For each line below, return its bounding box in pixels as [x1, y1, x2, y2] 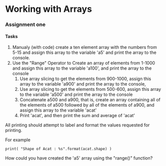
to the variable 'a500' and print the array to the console [19, 91, 133, 97]
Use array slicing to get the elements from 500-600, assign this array [19, 86, 161, 92]
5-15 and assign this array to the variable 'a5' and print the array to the [12, 49, 157, 55]
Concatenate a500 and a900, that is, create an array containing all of [19, 97, 161, 103]
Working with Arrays [5, 3, 92, 15]
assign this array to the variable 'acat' [19, 107, 97, 113]
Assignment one [5, 21, 46, 28]
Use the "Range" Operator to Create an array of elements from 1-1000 [12, 60, 155, 66]
